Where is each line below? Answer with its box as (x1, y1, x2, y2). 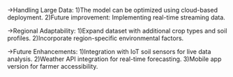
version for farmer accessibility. (7, 62, 98, 70)
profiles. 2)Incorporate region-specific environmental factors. (7, 34, 184, 42)
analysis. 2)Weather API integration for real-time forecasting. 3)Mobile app (7, 55, 222, 63)
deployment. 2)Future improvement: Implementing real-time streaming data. (7, 13, 225, 22)
